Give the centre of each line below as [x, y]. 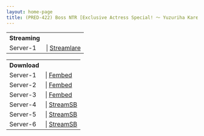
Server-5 [23, 114]
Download [24, 65]
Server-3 [23, 94]
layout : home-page [29, 12]
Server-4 [23, 105]
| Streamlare [63, 48]
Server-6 [23, 124]
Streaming [25, 38]
